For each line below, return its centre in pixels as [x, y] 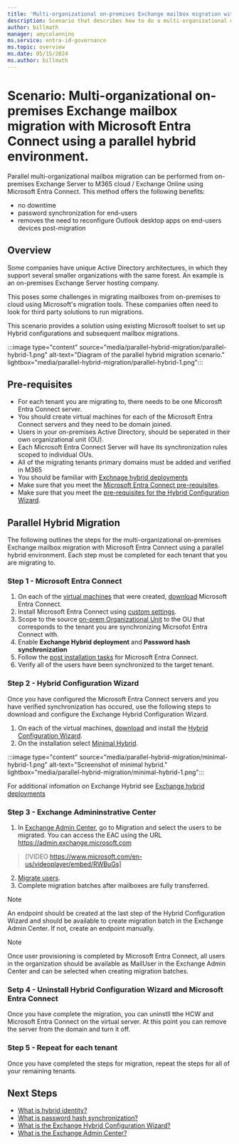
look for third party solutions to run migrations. [76, 312]
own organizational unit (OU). [61, 440]
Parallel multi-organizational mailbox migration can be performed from [110, 176]
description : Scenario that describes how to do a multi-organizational [117, 21]
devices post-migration [52, 228]
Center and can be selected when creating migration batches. [98, 971]
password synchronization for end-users [77, 213]
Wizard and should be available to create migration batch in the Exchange [116, 921]
